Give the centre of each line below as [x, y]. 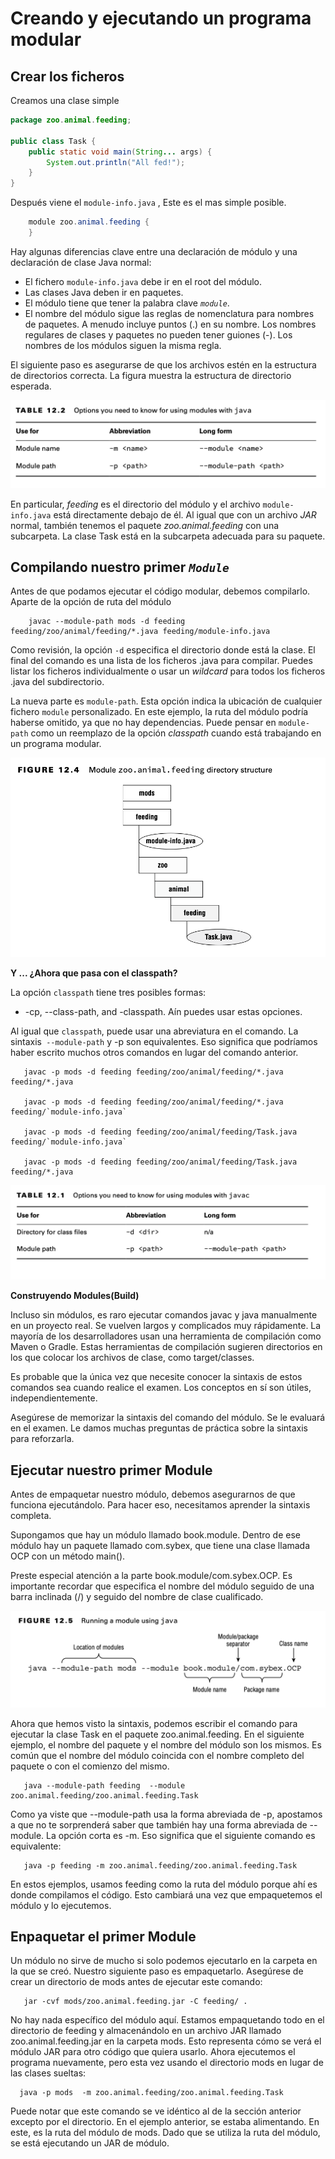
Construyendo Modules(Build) [75, 1296]
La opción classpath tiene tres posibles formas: [108, 992]
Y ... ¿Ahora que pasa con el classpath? [94, 973]
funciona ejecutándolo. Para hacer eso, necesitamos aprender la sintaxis [160, 1505]
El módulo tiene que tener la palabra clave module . [127, 303]
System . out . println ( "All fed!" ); [116, 162]
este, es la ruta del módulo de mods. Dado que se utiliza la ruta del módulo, [165, 2133]
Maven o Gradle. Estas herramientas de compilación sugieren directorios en [166, 1347]
